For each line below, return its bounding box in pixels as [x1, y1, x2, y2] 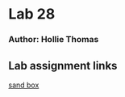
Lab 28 [8, 5, 56, 23]
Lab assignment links [8, 58, 118, 73]
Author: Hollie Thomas [8, 34, 99, 45]
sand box [8, 80, 40, 90]
